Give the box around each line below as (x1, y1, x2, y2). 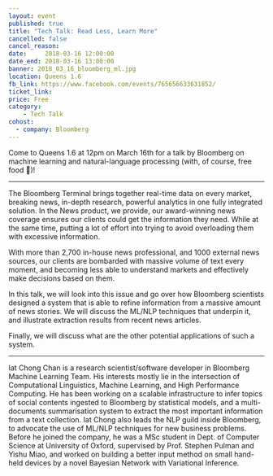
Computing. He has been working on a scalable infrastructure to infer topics (8, 388, 262, 399)
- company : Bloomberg (15, 125, 89, 133)
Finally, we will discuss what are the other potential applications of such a (8, 330, 254, 340)
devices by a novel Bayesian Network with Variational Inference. (24, 457, 240, 468)
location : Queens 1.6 (8, 72, 82, 81)
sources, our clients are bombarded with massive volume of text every (8, 255, 245, 265)
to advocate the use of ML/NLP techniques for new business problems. (8, 423, 247, 433)
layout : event (8, 11, 57, 20)
